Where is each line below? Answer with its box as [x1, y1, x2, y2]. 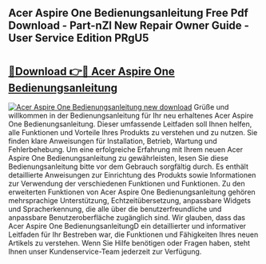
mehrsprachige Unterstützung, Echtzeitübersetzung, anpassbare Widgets [8, 196, 252, 205]
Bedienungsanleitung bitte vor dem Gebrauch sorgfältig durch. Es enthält [8, 162, 249, 171]
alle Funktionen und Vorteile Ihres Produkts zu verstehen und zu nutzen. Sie [8, 128, 258, 137]
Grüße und [193, 102, 229, 111]
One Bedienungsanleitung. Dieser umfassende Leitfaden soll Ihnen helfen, [8, 119, 252, 129]
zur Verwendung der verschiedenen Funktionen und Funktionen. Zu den [8, 179, 245, 188]
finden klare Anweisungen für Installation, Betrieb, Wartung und [8, 136, 217, 146]
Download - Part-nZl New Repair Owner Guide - [8, 19, 250, 33]
